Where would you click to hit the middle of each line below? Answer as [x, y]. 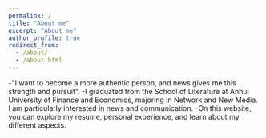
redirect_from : [34, 45]
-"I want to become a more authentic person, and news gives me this [122, 83]
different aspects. [37, 125]
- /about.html [39, 61]
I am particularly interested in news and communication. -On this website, [130, 108]
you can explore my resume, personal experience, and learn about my [124, 116]
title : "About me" [39, 23]
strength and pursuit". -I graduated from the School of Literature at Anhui [129, 91]
